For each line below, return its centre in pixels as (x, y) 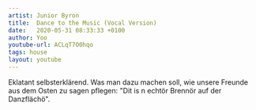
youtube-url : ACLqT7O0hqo (51, 45)
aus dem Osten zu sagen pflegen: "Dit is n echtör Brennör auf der (115, 90)
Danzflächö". (29, 99)
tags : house (28, 52)
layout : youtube (35, 60)
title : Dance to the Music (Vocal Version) (83, 23)
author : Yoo (28, 38)
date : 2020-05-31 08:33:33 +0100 (67, 30)
